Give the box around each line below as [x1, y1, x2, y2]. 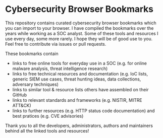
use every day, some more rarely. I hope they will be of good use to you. [5, 36, 153, 42]
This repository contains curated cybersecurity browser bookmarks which [5, 20, 157, 26]
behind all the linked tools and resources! [5, 128, 89, 134]
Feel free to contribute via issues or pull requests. [5, 41, 107, 47]
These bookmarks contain [5, 51, 58, 57]
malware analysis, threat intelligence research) [12, 66, 108, 71]
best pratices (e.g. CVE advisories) [12, 113, 84, 119]
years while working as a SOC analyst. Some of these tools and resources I [5, 30, 159, 36]
